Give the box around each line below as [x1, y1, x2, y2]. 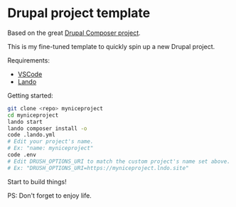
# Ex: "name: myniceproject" [7, 144, 94, 152]
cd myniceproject [7, 112, 59, 119]
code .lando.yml [7, 132, 55, 139]
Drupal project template [7, 5, 151, 21]
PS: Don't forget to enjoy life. [7, 191, 92, 200]
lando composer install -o [7, 124, 87, 132]
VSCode [17, 70, 43, 78]
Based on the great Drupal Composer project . [7, 28, 141, 37]
